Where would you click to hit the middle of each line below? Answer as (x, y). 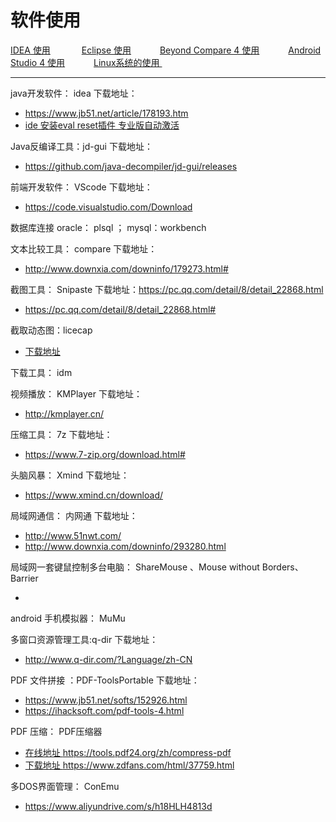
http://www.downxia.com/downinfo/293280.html (125, 546)
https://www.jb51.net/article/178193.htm (106, 113)
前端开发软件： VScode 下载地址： (81, 187)
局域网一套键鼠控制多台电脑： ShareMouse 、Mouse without (135, 567)
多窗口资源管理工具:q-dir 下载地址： (84, 639)
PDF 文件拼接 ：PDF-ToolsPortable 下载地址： (105, 680)
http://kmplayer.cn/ (64, 413)
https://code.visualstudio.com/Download (108, 207)
